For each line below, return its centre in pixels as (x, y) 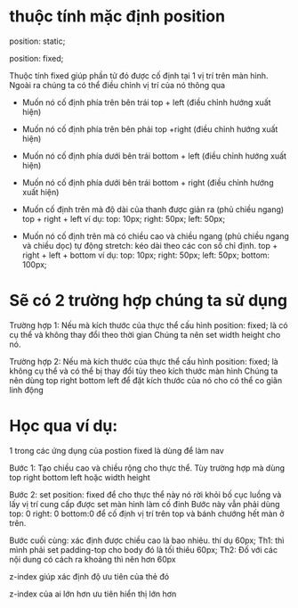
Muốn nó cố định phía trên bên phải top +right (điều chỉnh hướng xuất (150, 129)
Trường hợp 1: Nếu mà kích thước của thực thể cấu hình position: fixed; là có (149, 325)
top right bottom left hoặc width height (80, 477)
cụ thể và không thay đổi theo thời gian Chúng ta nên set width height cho (145, 334)
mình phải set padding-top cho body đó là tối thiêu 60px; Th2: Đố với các (144, 549)
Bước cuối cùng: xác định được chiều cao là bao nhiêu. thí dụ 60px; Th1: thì (147, 540)
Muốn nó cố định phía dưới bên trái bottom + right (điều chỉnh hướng (148, 182)
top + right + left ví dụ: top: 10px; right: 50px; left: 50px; (123, 218)
